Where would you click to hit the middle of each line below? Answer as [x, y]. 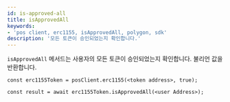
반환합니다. [22, 67]
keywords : [21, 26]
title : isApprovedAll [38, 20]
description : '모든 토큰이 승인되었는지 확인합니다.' [74, 39]
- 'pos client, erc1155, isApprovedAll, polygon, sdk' [87, 32]
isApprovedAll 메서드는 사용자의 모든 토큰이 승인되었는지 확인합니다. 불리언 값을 [115, 59]
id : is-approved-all [37, 13]
